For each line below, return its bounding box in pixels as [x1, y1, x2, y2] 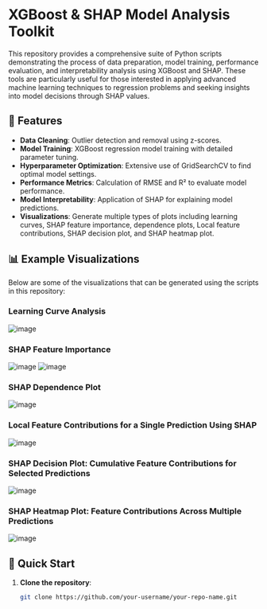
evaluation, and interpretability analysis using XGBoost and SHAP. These [8, 65, 246, 75]
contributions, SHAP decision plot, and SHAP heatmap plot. [19, 228, 215, 238]
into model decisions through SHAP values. [8, 91, 150, 100]
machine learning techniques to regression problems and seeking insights [8, 82, 250, 92]
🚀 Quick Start [8, 556, 75, 570]
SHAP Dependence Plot [8, 382, 101, 393]
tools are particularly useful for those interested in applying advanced [8, 74, 237, 84]
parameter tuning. [19, 152, 79, 162]
